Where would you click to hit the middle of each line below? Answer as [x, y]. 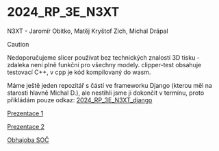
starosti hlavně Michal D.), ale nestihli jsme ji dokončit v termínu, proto [106, 93]
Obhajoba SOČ [28, 140]
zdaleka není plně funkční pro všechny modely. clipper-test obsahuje [104, 65]
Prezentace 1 [25, 113]
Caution [18, 44]
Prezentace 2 [26, 126]
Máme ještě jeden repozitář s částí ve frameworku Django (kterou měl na [109, 85]
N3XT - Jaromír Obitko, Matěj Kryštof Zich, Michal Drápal [88, 31]
